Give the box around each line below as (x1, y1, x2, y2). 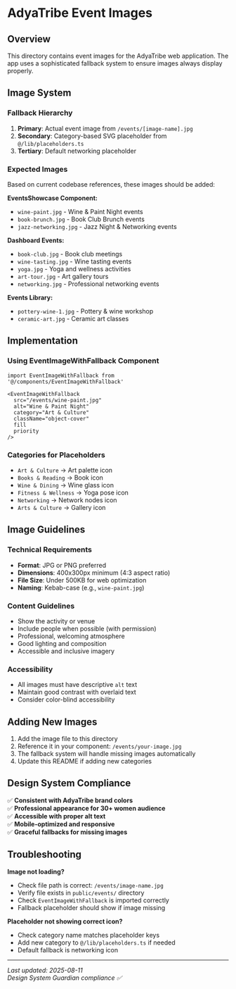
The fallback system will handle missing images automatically (17, 749, 196, 758)
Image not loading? (7, 867, 65, 876)
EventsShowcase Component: (7, 194, 98, 202)
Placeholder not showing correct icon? (7, 917, 123, 926)
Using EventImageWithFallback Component (7, 356, 159, 366)
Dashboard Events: (7, 236, 65, 244)
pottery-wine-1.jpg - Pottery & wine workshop (17, 306, 154, 315)
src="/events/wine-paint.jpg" (13, 397, 102, 404)
